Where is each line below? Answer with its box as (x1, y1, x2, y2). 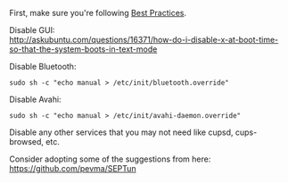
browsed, (9, 137, 45, 146)
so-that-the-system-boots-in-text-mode (9, 44, 158, 54)
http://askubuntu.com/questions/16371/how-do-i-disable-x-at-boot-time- (9, 35, 279, 45)
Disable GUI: (9, 25, 55, 35)
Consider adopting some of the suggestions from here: (9, 154, 211, 164)
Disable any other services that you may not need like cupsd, (9, 127, 234, 137)
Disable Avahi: (9, 94, 62, 104)
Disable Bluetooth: (9, 62, 77, 71)
